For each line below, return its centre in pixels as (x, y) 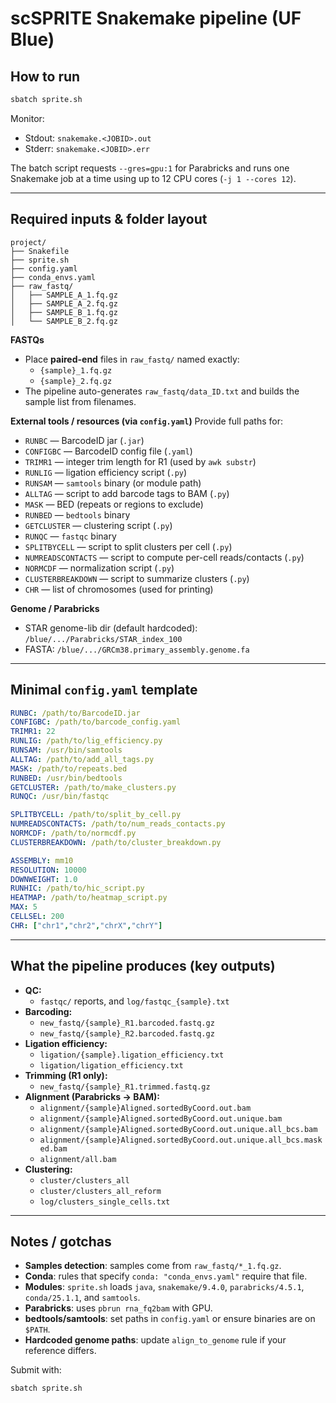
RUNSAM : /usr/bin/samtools (66, 750)
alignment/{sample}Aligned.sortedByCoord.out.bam (145, 1108)
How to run (45, 76)
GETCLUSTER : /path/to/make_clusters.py (93, 787)
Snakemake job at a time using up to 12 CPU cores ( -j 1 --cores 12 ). (153, 178)
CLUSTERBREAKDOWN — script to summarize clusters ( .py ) (137, 578)
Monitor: (27, 118)
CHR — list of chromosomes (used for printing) (119, 589)
